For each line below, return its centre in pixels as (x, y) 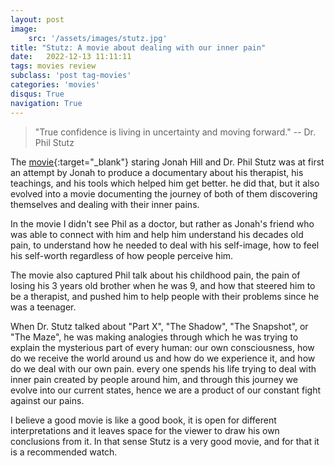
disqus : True (37, 94)
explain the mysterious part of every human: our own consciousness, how (162, 347)
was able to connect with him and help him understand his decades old (157, 234)
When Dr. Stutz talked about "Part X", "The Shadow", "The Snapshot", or (159, 326)
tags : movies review (53, 66)
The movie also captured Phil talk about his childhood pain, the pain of (155, 275)
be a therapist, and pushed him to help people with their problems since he (165, 296)
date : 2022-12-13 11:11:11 (71, 57)
